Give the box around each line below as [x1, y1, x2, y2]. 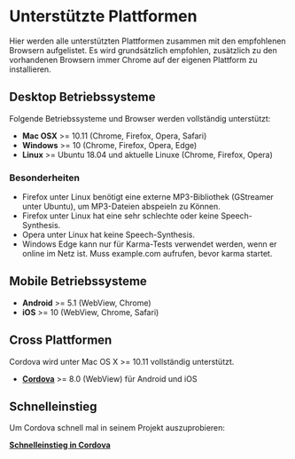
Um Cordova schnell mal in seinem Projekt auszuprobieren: [9, 423, 226, 433]
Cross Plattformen [9, 333, 113, 348]
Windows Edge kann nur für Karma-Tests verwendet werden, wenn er [21, 239, 277, 249]
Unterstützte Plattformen [9, 6, 198, 27]
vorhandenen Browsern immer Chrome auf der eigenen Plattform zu [9, 54, 258, 65]
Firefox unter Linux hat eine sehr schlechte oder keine [21, 210, 220, 221]
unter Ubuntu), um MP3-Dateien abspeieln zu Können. [21, 202, 221, 212]
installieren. [9, 64, 51, 75]
